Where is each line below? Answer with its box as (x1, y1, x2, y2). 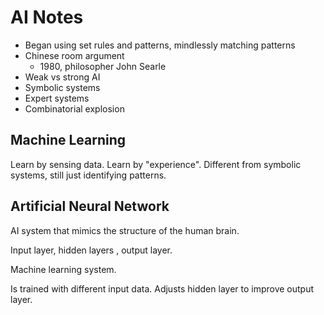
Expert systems (24, 92, 90, 104)
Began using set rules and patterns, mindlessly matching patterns (24, 39, 296, 51)
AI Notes (10, 6, 84, 29)
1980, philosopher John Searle (39, 60, 167, 72)
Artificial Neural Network (10, 198, 170, 215)
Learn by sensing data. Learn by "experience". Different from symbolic (10, 158, 302, 170)
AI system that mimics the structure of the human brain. (10, 224, 240, 236)
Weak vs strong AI (24, 71, 101, 83)
